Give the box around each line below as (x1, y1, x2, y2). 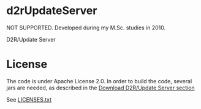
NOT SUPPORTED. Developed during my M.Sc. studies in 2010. (6, 24, 166, 31)
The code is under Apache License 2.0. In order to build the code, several (6, 77, 192, 85)
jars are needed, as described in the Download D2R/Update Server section (6, 84, 195, 91)
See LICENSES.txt (6, 96, 52, 103)
